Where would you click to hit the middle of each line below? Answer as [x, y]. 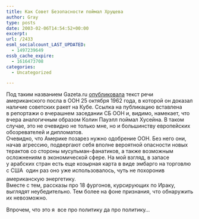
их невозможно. [27, 198]
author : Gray [22, 17]
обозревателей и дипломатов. [45, 132]
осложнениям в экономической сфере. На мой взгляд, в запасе [88, 157]
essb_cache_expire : [30, 56]
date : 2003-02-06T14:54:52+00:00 [48, 28]
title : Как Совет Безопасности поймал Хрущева [65, 12]
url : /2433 [20, 39]
